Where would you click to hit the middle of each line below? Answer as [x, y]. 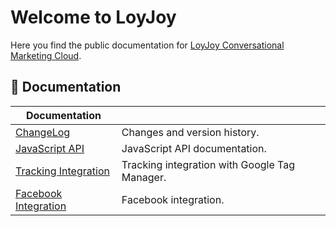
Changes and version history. [190, 132]
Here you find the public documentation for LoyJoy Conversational [147, 45]
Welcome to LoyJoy [93, 17]
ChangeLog [43, 132]
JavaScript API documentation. [194, 148]
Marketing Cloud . [46, 55]
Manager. [144, 177]
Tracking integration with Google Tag [208, 164]
